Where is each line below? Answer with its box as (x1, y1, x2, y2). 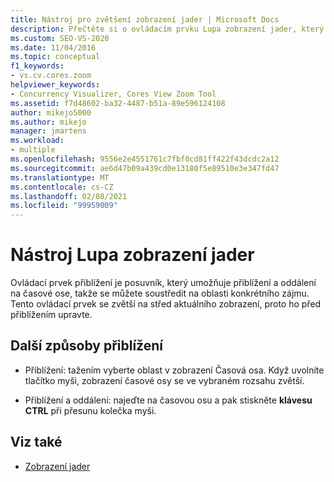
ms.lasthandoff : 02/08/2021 (10, 191, 128, 201)
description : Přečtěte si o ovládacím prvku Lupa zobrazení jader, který (10, 24, 325, 34)
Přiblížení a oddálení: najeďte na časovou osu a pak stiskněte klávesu (24, 394, 313, 406)
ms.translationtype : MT (10, 172, 110, 183)
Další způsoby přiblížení (10, 337, 164, 355)
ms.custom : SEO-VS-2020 (10, 33, 110, 43)
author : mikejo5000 (10, 107, 92, 118)
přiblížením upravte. (10, 309, 93, 321)
